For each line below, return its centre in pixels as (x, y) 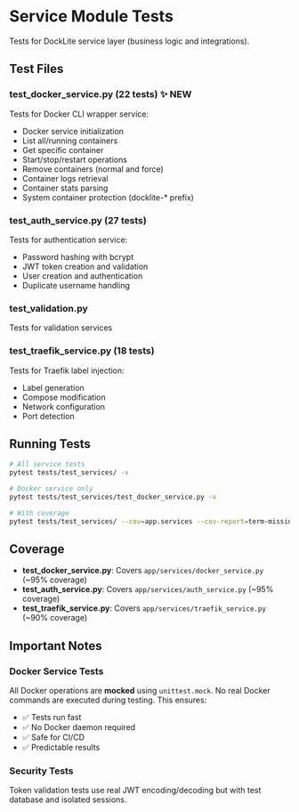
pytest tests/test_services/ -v (69, 473)
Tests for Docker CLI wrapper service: (79, 114)
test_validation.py (49, 308)
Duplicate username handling (76, 285)
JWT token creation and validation (85, 266)
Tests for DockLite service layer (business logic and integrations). (129, 41)
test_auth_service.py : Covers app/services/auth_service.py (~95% (148, 589)
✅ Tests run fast (52, 718)
